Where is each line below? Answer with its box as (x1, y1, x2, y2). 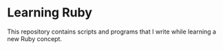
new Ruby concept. (7, 34, 62, 42)
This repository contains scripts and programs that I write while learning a (7, 27, 217, 36)
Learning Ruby (7, 5, 93, 21)
